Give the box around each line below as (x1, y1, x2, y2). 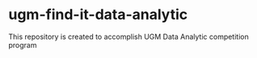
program (8, 40, 37, 49)
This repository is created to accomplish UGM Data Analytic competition (8, 32, 249, 41)
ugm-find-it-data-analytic (8, 6, 188, 24)
